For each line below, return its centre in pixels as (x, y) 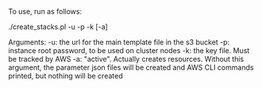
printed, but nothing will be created (65, 76)
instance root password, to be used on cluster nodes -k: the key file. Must (129, 50)
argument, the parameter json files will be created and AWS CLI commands (131, 67)
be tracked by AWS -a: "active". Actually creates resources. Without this (126, 59)
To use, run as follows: (45, 11)
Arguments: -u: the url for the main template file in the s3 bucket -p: (119, 42)
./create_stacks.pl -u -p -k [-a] (58, 27)
